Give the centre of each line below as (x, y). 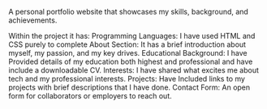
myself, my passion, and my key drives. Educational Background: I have (128, 53)
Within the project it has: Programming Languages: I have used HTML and (132, 36)
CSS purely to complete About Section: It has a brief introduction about (127, 44)
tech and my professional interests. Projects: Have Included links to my (127, 79)
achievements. (33, 20)
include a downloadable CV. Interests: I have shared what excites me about (134, 70)
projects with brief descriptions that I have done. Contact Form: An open (129, 87)
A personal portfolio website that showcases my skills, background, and (129, 12)
